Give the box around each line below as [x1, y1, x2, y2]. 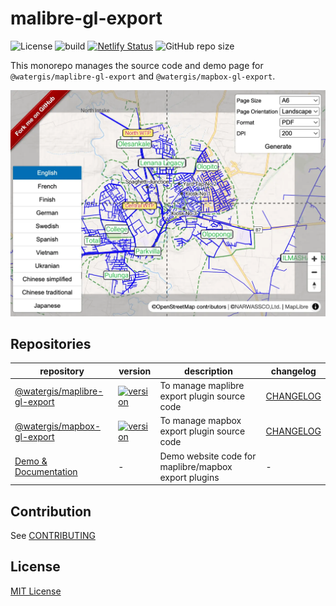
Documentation [14, 466, 78, 478]
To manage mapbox [159, 415, 242, 427]
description [184, 365, 233, 377]
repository [39, 365, 85, 377]
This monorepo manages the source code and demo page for [10, 59, 264, 71]
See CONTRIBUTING [10, 529, 96, 541]
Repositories [10, 335, 92, 352]
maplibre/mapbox [159, 460, 233, 472]
